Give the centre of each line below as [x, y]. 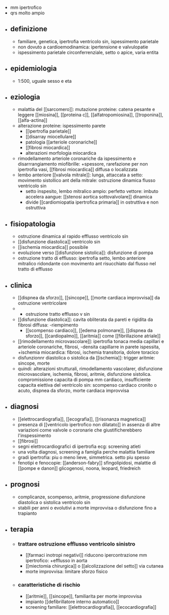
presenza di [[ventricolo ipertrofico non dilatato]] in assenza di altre [89, 424]
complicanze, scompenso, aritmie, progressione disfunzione [82, 497]
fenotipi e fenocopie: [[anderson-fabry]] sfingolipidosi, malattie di [87, 463]
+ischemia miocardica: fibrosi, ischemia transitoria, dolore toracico [88, 352]
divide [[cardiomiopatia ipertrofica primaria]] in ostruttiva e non [92, 202]
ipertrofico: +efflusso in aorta [56, 560]
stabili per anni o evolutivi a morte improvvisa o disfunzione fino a [87, 508]
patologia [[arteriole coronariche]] [61, 142]
